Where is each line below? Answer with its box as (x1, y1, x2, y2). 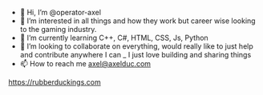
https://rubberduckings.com (8, 77, 102, 87)
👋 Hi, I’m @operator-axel (19, 8, 102, 17)
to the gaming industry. (19, 25, 97, 34)
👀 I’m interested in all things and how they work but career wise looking (19, 16, 256, 26)
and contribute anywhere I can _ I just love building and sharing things (19, 50, 252, 59)
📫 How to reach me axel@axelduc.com (19, 59, 151, 68)
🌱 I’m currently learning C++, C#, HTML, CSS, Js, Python (19, 33, 208, 42)
